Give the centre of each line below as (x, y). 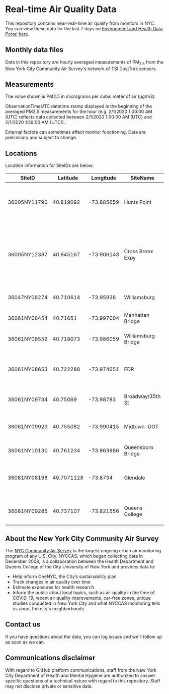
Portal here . (17, 34)
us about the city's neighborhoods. (49, 608)
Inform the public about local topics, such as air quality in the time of (83, 592)
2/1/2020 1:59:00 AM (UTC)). (35, 123)
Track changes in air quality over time (51, 582)
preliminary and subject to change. (41, 138)
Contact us (23, 625)
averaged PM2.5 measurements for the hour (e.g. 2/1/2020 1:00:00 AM (79, 111)
